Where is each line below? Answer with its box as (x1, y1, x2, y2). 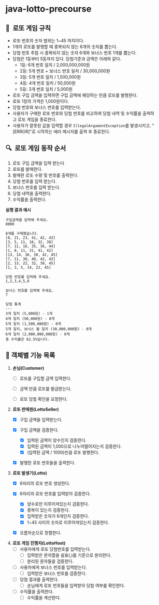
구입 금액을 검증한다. (19, 427, 59, 433)
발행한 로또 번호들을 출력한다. (19, 460, 75, 466)
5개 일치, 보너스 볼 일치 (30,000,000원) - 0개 (5, 327, 92, 331)
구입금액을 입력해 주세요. (5, 217, 49, 222)
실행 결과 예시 (5, 207, 31, 213)
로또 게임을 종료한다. (17, 116, 57, 122)
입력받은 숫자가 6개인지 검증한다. (27, 513, 89, 519)
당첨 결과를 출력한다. (19, 576, 59, 582)
